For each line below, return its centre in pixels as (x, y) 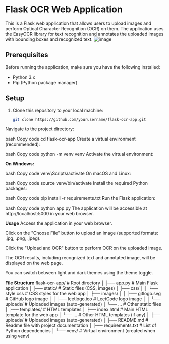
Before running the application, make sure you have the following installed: (83, 67)
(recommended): (23, 144)
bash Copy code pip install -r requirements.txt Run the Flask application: (80, 198)
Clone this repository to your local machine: (58, 110)
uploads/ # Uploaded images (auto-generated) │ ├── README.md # (77, 320)
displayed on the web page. (34, 263)
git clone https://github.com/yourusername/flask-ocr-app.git (79, 119)
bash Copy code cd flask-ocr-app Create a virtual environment (71, 139)
